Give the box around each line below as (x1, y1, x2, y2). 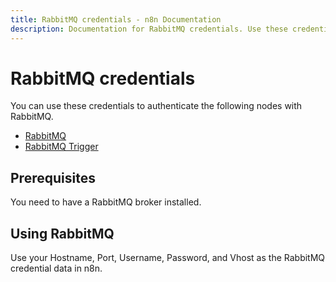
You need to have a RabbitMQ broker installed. (10, 196, 202, 208)
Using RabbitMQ (10, 225, 115, 242)
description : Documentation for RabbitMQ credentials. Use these (10, 24, 288, 34)
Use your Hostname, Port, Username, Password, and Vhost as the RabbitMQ (10, 252, 326, 264)
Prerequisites (10, 169, 96, 186)
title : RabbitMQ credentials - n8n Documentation (10, 14, 222, 25)
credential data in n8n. (10, 262, 103, 275)
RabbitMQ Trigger (24, 141, 99, 153)
